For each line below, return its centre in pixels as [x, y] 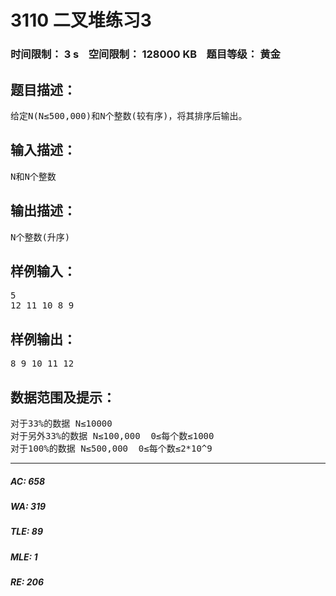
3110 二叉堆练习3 [81, 20]
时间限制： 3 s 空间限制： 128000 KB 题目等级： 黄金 [145, 54]
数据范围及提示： [63, 397]
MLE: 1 [24, 557]
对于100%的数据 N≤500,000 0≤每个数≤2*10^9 [111, 448]
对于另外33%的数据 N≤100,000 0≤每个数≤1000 [112, 435]
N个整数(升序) [40, 237]
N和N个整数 [33, 176]
